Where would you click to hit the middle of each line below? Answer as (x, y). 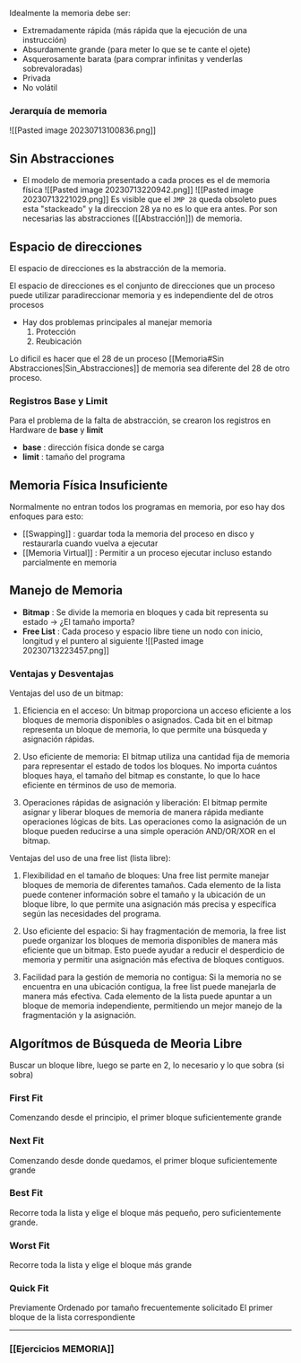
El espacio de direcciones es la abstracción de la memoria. (118, 268)
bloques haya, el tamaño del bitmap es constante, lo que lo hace (141, 776)
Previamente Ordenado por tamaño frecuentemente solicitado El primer (141, 1308)
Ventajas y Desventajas (62, 673)
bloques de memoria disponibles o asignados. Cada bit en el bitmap (147, 720)
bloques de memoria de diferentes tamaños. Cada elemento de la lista (151, 885)
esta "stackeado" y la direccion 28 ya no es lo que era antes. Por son (150, 209)
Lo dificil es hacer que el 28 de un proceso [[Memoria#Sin (116, 358)
